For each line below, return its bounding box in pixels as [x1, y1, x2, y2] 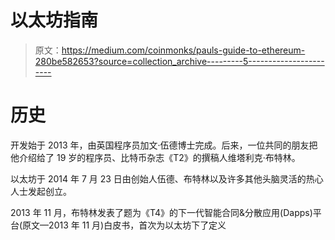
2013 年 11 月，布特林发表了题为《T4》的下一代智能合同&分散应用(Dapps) [10, 206, 313, 218]
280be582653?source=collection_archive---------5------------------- [34, 55, 325, 67]
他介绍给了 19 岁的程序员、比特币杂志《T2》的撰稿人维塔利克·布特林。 [10, 151, 301, 163]
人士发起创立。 [10, 185, 72, 197]
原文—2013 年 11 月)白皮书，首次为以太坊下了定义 [22, 219, 227, 231]
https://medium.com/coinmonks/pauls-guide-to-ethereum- [61, 44, 306, 56]
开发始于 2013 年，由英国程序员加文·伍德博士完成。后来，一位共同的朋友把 [10, 139, 318, 151]
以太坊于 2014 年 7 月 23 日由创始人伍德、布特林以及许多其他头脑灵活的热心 [10, 172, 324, 185]
